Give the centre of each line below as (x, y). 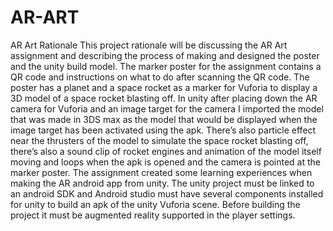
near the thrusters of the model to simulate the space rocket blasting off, (159, 140)
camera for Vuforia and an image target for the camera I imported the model (167, 108)
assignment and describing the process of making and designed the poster (165, 55)
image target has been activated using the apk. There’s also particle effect (163, 130)
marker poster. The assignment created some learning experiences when (161, 172)
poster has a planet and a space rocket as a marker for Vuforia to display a (164, 87)
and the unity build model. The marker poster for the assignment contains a (166, 66)
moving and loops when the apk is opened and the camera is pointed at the (166, 162)
